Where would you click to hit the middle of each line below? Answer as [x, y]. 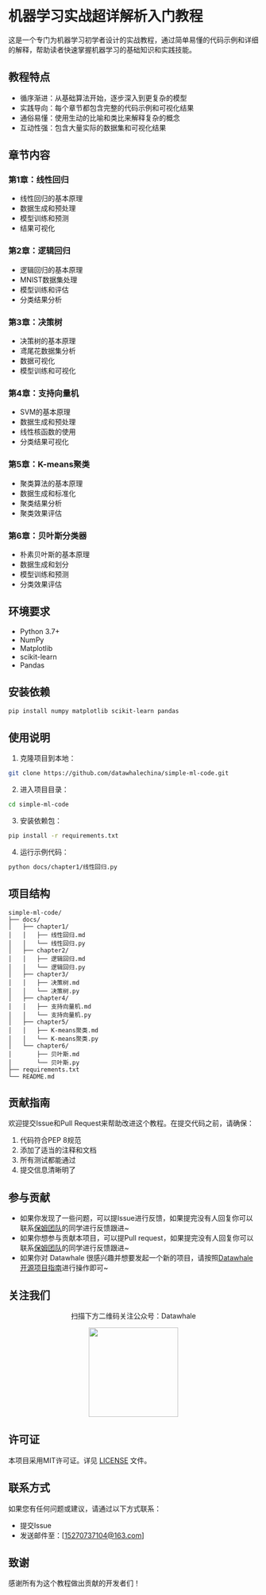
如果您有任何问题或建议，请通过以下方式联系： [85, 1508]
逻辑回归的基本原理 [51, 269]
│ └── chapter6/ [39, 1046]
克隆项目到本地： [48, 758]
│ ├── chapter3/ [39, 974]
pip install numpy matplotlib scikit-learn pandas [94, 711]
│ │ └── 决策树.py [44, 991]
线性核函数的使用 [48, 432]
